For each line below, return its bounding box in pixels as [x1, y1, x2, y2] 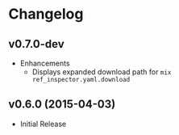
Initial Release [19, 119, 67, 129]
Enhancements [19, 58, 70, 68]
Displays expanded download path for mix [31, 67, 172, 77]
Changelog [8, 5, 84, 23]
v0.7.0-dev [8, 37, 65, 51]
